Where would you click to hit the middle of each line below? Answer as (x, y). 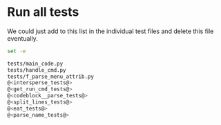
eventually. (22, 38)
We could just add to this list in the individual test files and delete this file (110, 31)
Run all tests (43, 12)
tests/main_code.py (35, 64)
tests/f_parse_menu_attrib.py (51, 77)
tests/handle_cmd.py (37, 70)
